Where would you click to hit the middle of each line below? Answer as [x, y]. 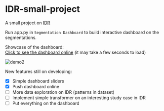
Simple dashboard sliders [38, 81]
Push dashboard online [36, 87]
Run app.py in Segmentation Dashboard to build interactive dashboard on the [82, 32]
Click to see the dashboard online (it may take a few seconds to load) [76, 52]
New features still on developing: [39, 71]
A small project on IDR [28, 23]
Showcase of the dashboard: [35, 47]
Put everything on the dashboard [46, 103]
